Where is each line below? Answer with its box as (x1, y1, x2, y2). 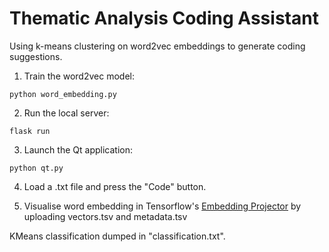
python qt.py (9, 163, 64, 173)
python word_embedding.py (9, 89, 117, 99)
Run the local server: (23, 107, 110, 119)
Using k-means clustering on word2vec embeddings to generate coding (9, 40, 306, 52)
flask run (9, 126, 51, 136)
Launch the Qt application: (23, 143, 133, 156)
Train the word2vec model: (23, 70, 135, 82)
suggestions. (9, 50, 63, 62)
